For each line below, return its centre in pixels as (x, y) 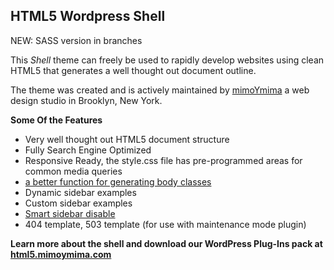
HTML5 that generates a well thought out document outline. (133, 70)
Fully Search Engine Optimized (88, 150)
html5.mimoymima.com (61, 254)
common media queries (73, 171)
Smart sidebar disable (70, 213)
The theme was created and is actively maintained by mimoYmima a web (160, 90)
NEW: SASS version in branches (76, 40)
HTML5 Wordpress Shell (88, 16)
